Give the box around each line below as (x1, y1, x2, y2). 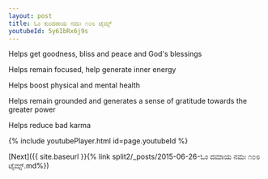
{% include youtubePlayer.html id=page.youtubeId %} (8, 136, 189, 146)
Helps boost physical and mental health (8, 80, 140, 90)
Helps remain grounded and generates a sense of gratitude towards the (8, 96, 248, 106)
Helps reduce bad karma (8, 121, 91, 130)
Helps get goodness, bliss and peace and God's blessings (8, 49, 202, 59)
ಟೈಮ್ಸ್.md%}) (8, 161, 50, 171)
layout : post (8, 11, 53, 20)
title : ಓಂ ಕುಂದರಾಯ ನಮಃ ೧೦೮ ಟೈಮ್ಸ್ (8, 19, 112, 28)
